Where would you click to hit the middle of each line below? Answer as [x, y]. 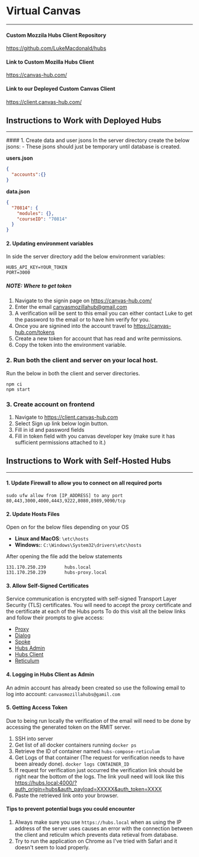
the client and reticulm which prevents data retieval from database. [96, 835]
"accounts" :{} [29, 175]
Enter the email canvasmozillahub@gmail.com [71, 307]
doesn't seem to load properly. [52, 847]
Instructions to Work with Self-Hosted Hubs [89, 461]
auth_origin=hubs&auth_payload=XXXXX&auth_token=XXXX [88, 789]
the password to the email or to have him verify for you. [82, 320]
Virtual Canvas [44, 11]
